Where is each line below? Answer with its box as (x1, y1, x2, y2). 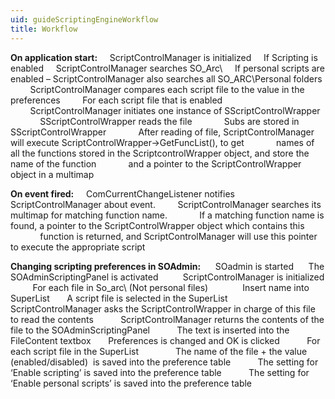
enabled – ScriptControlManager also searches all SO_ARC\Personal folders (10, 72, 323, 85)
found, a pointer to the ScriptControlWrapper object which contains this (10, 219, 305, 231)
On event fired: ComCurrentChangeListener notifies (10, 187, 235, 200)
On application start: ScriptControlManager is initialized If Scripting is (10, 51, 318, 63)
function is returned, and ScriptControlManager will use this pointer (39, 230, 318, 242)
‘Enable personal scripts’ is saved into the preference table (10, 377, 253, 389)
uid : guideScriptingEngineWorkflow (10, 14, 159, 25)
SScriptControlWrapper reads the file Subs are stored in (39, 115, 300, 127)
